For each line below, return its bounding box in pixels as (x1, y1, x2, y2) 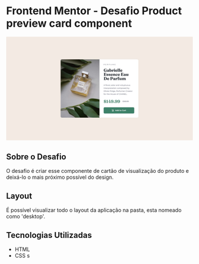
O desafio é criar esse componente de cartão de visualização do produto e (6, 168, 190, 175)
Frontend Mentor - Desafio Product (6, 4, 182, 18)
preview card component (6, 17, 132, 30)
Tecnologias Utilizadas (6, 230, 92, 240)
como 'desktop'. (6, 213, 46, 220)
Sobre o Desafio (6, 152, 66, 162)
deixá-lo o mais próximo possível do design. (6, 173, 114, 181)
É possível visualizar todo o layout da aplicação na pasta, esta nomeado (6, 207, 182, 214)
